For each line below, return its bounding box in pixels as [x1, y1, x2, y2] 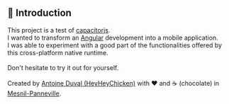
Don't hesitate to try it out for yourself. [7, 63, 119, 71]
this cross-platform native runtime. [7, 48, 108, 57]
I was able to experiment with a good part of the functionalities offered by [7, 40, 222, 50]
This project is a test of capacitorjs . [7, 25, 111, 34]
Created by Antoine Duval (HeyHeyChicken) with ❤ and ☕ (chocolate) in [7, 79, 220, 87]
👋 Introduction [7, 7, 72, 19]
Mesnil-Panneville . [7, 89, 62, 98]
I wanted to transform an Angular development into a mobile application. [7, 33, 218, 42]
